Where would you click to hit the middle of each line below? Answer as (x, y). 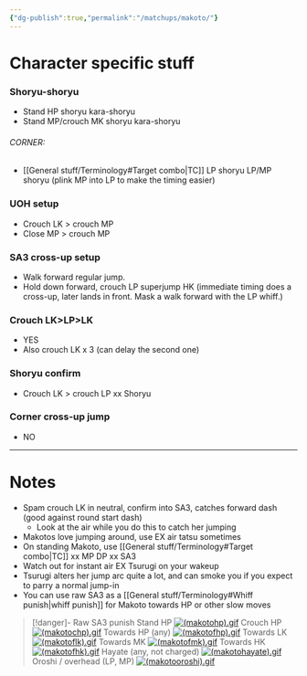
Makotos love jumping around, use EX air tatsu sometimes (132, 536)
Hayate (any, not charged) (151, 651)
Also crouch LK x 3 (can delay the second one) (111, 350)
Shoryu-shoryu (44, 91)
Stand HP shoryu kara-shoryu (79, 111)
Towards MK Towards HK (182, 641)
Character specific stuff (102, 63)
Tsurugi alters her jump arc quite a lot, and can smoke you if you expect (158, 576)
